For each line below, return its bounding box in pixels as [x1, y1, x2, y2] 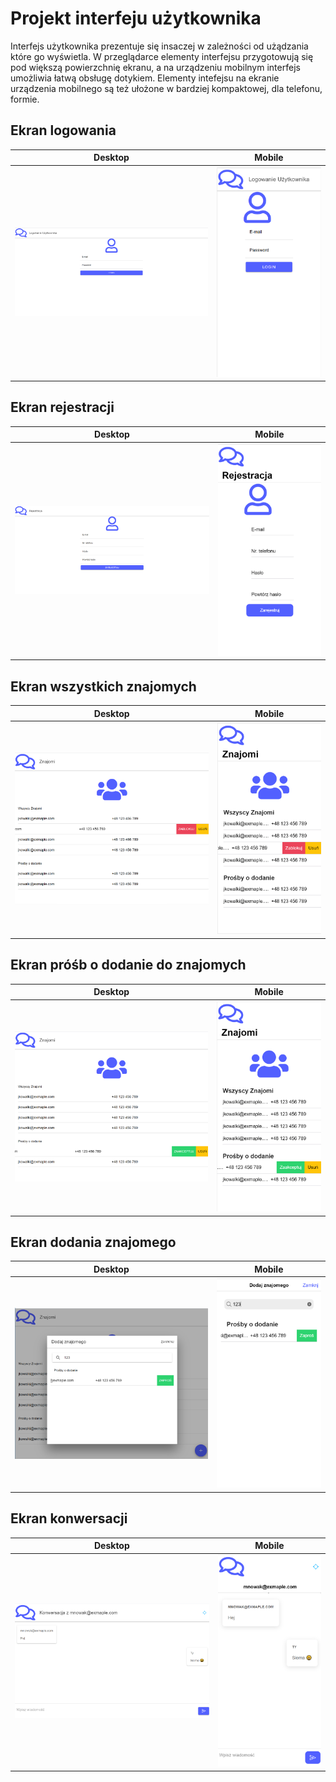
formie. [10, 93, 40, 105]
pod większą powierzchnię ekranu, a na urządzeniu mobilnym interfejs [10, 61, 301, 73]
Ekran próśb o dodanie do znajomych [10, 957, 247, 974]
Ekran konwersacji [10, 1510, 128, 1527]
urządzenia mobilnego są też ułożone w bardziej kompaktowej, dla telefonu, [10, 82, 323, 94]
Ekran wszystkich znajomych [10, 678, 197, 695]
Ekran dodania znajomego [10, 1234, 177, 1251]
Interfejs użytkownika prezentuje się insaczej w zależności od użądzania [10, 40, 309, 52]
